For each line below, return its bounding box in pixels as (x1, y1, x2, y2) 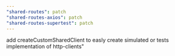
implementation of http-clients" (6, 43, 85, 50)
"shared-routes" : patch (6, 8, 67, 15)
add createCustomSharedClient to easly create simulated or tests (6, 37, 170, 44)
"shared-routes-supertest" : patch (6, 20, 94, 26)
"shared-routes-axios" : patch (6, 14, 83, 20)
